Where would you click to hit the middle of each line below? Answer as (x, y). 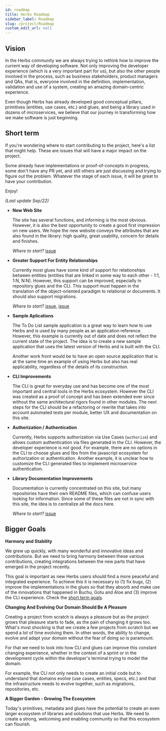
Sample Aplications (33, 315)
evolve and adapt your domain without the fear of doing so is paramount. (80, 638)
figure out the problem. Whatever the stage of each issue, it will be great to (82, 176)
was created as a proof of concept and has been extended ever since (83, 397)
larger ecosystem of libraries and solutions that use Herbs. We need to (77, 713)
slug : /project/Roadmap (30, 24)
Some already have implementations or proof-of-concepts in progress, (77, 165)
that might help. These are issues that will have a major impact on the (76, 150)
